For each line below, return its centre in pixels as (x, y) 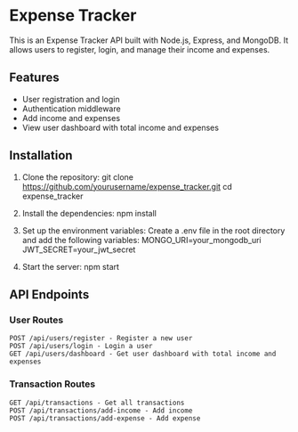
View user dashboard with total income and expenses (121, 127)
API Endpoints (49, 294)
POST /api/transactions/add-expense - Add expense (105, 418)
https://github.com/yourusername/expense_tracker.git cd (127, 186)
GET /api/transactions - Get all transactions (97, 403)
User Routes (36, 320)
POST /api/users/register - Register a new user (101, 338)
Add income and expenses (71, 118)
